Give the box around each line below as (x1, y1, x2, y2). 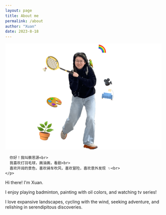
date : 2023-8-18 (5, 29, 39, 34)
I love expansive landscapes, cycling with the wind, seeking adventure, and (5, 199, 160, 205)
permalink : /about (5, 18, 43, 23)
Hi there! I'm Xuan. (5, 180, 44, 186)
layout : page (5, 8, 32, 13)
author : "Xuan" (5, 24, 37, 29)
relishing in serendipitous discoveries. (5, 204, 83, 210)
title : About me (5, 13, 39, 18)
